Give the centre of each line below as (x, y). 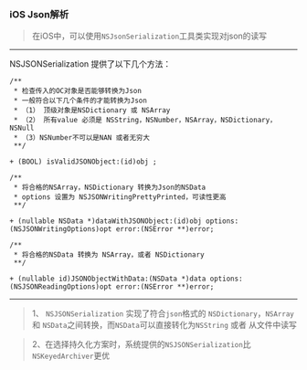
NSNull (22, 128)
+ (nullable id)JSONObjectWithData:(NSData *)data (108, 279)
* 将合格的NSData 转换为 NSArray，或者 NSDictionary (109, 255)
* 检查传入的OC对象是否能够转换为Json (77, 91)
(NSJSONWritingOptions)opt (61, 229)
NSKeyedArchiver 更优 (71, 356)
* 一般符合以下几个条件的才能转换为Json (80, 101)
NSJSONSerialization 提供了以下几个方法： (90, 64)
